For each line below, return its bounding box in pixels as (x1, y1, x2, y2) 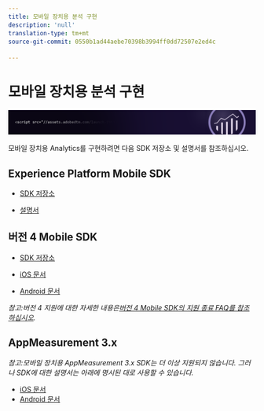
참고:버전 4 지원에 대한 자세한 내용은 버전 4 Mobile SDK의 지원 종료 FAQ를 (8, 303, 236, 312)
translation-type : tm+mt (8, 29, 90, 37)
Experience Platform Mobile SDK (8, 167, 171, 180)
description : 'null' (8, 20, 76, 29)
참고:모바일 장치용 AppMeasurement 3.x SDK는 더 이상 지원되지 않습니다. (8, 358, 236, 367)
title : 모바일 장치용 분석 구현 (8, 13, 97, 20)
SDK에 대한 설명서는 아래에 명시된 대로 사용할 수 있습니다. (16, 368, 194, 377)
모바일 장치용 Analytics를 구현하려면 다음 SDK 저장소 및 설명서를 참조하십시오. (8, 144, 249, 153)
